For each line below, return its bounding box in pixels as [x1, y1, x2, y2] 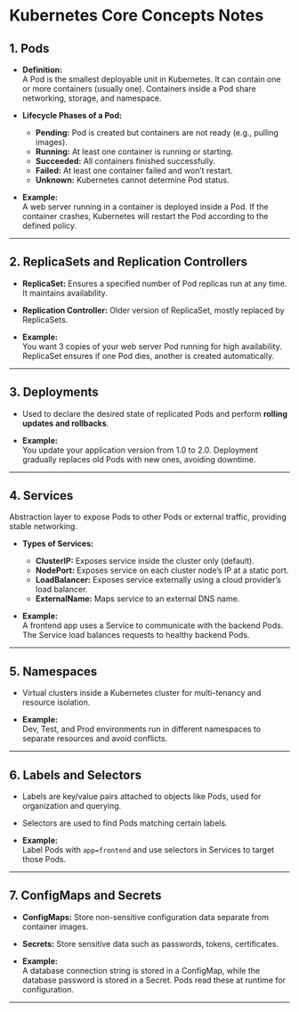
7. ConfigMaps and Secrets [9, 888, 162, 903]
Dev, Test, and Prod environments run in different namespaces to [21, 723, 261, 735]
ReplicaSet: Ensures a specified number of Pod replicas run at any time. [21, 278, 287, 289]
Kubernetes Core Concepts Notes [9, 5, 264, 26]
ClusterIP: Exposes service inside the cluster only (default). [35, 556, 255, 567]
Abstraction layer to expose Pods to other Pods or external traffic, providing [9, 511, 287, 522]
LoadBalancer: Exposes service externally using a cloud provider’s [35, 575, 282, 585]
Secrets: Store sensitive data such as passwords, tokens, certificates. [21, 938, 279, 949]
